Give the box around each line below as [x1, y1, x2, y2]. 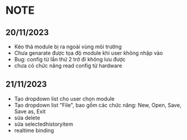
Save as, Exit [14, 108, 46, 115]
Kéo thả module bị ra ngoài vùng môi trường [14, 43, 122, 50]
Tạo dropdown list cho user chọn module [14, 95, 115, 102]
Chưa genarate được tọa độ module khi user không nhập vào [14, 49, 163, 57]
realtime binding [14, 126, 54, 134]
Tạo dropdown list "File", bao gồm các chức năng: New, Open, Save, [14, 101, 182, 108]
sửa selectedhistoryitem [14, 120, 74, 127]
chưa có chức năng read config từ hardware [14, 62, 122, 69]
